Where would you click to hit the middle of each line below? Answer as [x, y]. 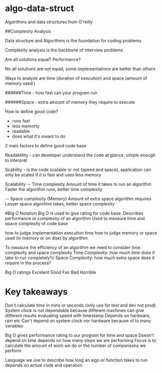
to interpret [16, 160]
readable [21, 131]
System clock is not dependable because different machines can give [75, 310]
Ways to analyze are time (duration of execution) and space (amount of [76, 78]
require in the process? [28, 263]
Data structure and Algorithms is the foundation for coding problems [73, 40]
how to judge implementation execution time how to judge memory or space [81, 233]
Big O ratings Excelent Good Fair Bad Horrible [51, 272]
